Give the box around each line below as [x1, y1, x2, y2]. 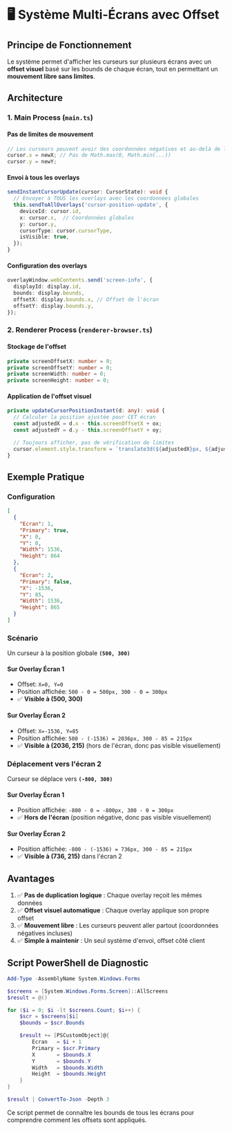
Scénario [7, 633, 38, 643]
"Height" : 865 [19, 604, 60, 611]
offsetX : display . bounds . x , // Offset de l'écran [13, 296, 159, 303]
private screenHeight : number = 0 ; [7, 377, 110, 384]
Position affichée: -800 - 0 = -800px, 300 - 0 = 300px [17, 806, 174, 814]
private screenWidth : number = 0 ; [7, 371, 107, 378]
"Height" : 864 [19, 553, 60, 560]
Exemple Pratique [7, 471, 85, 483]
